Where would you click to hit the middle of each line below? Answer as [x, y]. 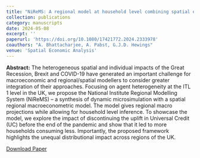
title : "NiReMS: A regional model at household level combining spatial [98, 12]
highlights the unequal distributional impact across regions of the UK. [91, 137]
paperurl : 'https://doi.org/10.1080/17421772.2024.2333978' [82, 39]
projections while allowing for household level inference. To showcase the [97, 111]
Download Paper [27, 148]
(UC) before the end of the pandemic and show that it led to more [87, 124]
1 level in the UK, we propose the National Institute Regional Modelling [92, 92]
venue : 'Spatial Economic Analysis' [51, 51]
